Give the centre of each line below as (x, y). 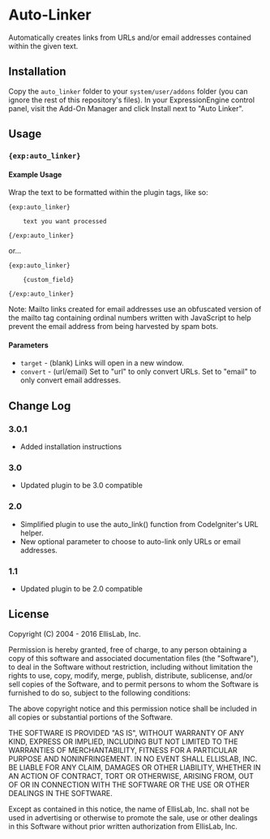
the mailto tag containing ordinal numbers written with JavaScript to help (130, 318)
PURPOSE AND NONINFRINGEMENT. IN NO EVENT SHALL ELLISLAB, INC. (133, 759)
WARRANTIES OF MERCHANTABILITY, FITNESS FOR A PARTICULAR (123, 750)
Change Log (40, 406)
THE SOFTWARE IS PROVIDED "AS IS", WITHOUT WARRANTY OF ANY (126, 733)
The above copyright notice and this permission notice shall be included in (133, 708)
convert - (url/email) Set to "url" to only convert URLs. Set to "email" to (138, 372)
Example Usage (35, 174)
